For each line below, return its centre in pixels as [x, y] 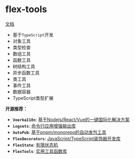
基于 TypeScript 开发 [33, 34]
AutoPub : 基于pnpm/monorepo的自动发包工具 [59, 132]
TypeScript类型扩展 [33, 98]
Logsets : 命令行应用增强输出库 [44, 126]
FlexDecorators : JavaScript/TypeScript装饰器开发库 [66, 138]
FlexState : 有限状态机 [35, 145]
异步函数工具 [26, 72]
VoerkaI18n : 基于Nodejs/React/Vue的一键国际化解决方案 [71, 120]
